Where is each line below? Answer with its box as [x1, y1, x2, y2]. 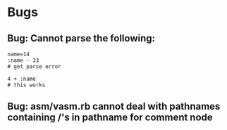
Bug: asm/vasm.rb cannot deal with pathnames [7, 100, 221, 112]
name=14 [7, 51, 30, 58]
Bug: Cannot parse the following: [7, 32, 156, 44]
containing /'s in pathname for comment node [7, 112, 213, 124]
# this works [7, 82, 46, 89]
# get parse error [7, 63, 61, 70]
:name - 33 [7, 57, 39, 64]
